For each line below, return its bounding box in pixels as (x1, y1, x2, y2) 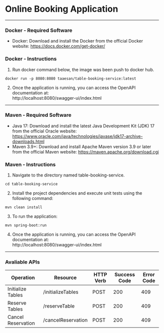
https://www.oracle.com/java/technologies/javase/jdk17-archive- (12, 133, 143, 139)
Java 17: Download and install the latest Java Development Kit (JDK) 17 (12, 123, 155, 129)
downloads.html (12, 138, 45, 144)
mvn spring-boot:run (5, 223, 47, 228)
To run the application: (12, 214, 58, 220)
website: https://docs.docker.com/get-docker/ (12, 43, 105, 49)
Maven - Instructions (5, 161, 56, 168)
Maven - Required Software (5, 111, 72, 118)
